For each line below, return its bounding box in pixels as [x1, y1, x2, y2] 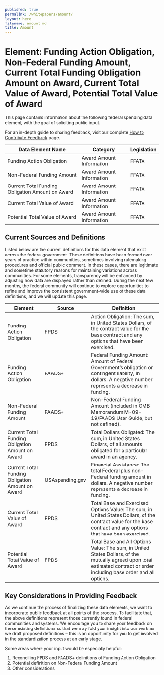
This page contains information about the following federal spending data [5, 115, 153, 120]
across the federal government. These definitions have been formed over [5, 252, 152, 257]
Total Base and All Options [91, 538, 151, 545]
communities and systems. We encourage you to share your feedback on [5, 620, 152, 626]
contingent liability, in [91, 370, 140, 377]
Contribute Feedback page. [5, 135, 60, 140]
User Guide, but [116, 415, 153, 421]
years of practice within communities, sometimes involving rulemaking [5, 256, 147, 262]
